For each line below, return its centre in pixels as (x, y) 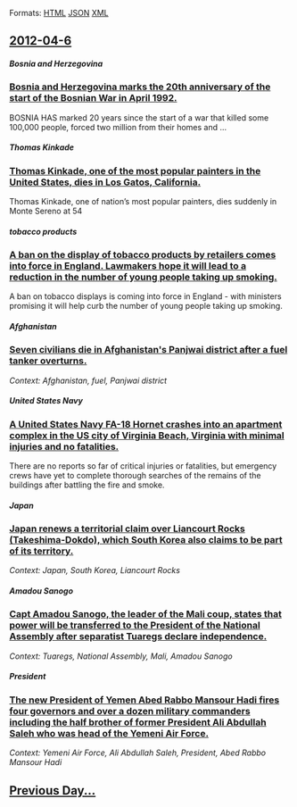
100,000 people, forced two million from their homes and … (118, 127)
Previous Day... (53, 790)
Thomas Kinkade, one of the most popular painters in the (135, 171)
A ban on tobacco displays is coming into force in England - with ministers (146, 296)
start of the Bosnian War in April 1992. (93, 98)
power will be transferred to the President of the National (135, 626)
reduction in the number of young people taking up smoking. (144, 278)
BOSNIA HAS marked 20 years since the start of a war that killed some (139, 117)
